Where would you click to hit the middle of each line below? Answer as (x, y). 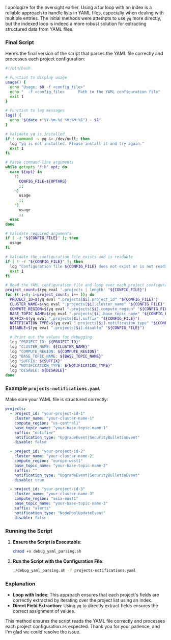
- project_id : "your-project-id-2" (48, 451)
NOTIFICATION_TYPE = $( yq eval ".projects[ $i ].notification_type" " (82, 323)
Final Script (20, 42)
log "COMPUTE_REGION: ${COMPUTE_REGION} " (54, 351)
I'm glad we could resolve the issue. (43, 632)
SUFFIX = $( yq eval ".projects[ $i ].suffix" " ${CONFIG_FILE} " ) (75, 318)
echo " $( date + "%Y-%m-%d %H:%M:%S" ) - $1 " (55, 120)
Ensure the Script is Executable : (47, 542)
